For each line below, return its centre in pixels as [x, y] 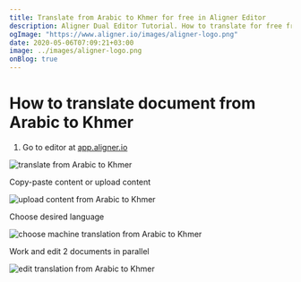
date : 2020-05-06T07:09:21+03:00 [72, 43]
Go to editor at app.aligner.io [75, 147]
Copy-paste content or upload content [80, 182]
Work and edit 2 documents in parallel [79, 251]
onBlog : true [34, 59]
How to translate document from [133, 103]
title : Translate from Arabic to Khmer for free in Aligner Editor [138, 17]
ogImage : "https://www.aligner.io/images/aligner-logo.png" [124, 34]
